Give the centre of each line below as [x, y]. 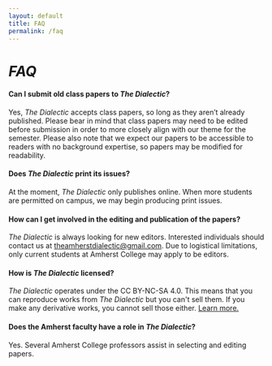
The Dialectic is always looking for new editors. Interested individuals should [136, 237]
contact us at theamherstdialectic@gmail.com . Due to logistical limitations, [133, 246]
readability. [27, 155]
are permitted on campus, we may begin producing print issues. [115, 200]
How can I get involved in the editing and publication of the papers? [125, 219]
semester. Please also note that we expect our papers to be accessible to [131, 138]
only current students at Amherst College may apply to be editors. [119, 254]
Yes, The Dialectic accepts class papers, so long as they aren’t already [127, 112]
